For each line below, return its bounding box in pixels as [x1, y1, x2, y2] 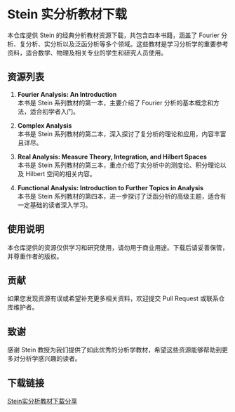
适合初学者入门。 [29, 107, 79, 116]
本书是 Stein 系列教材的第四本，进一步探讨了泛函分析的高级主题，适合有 [17, 192, 227, 200]
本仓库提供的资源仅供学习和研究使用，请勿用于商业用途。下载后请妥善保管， [7, 243, 229, 251]
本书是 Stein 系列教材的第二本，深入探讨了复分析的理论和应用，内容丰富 [17, 129, 227, 138]
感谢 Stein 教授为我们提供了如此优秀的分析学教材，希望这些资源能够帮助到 [7, 345, 222, 354]
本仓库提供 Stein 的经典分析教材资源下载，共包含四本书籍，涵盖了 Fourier [7, 31, 220, 39]
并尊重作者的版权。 [7, 252, 63, 260]
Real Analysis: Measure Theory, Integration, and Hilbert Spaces [17, 152, 207, 161]
